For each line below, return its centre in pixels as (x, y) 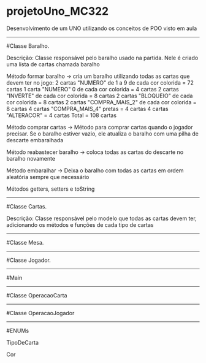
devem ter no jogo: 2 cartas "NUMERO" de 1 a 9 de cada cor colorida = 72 (100, 82)
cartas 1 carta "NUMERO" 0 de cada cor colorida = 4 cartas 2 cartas (93, 89)
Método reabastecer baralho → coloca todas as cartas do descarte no (95, 152)
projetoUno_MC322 (58, 11)
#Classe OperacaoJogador (40, 313)
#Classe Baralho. (28, 46)
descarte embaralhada (35, 140)
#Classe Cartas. (27, 206)
